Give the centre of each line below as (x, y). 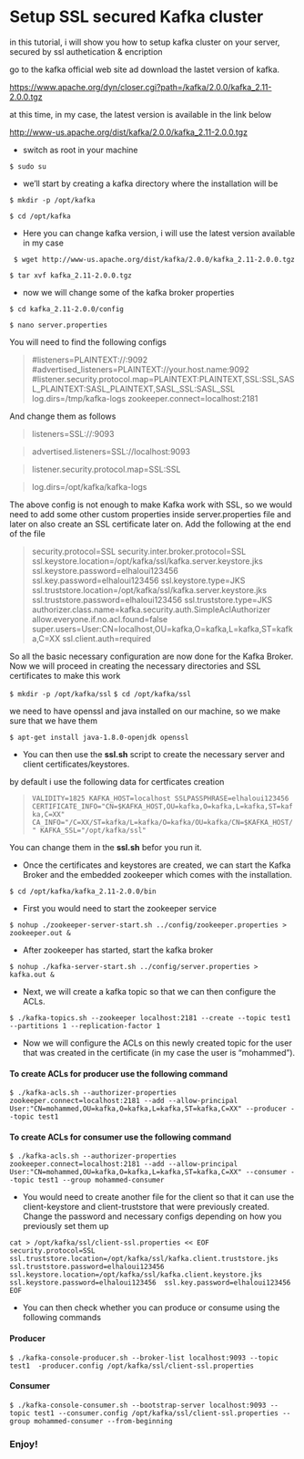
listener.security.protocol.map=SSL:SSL (106, 469)
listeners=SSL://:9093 (73, 433)
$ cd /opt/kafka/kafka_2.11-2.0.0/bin (83, 891)
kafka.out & (32, 974)
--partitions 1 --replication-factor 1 (85, 1026)
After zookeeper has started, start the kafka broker (118, 950)
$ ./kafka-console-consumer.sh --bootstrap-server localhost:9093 (138, 1405)
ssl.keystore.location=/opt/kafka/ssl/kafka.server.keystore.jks (147, 561)
